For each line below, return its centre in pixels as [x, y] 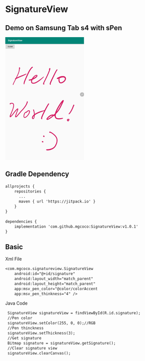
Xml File [14, 259]
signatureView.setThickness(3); [41, 333]
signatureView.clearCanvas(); [39, 353]
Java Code [16, 303]
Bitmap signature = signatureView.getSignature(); [61, 343]
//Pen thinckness [25, 328]
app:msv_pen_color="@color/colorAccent [56, 289]
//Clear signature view [32, 348]
